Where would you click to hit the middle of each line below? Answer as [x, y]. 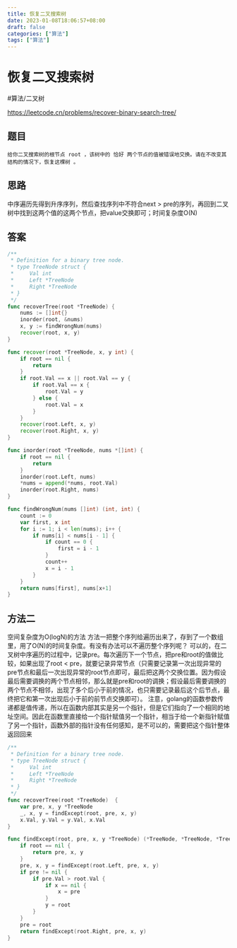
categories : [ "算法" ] [38, 34]
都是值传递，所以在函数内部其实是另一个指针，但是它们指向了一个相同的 [118, 707]
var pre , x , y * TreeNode [56, 807]
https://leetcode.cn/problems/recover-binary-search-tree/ [92, 112]
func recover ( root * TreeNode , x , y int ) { [71, 352]
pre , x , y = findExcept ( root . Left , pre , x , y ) [90, 865]
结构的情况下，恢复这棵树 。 [43, 162]
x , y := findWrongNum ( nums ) [61, 326]
